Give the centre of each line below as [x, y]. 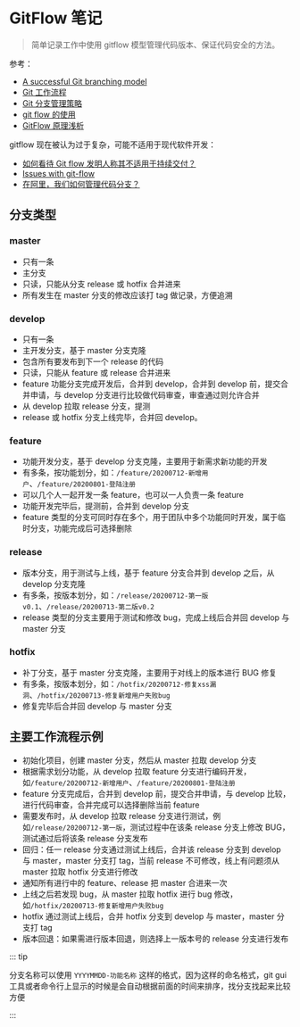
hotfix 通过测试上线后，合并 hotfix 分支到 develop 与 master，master [148, 916]
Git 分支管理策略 [52, 103]
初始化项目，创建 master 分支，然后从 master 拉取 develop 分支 [139, 760]
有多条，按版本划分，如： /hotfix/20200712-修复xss [116, 683]
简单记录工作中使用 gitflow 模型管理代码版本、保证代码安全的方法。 [155, 45]
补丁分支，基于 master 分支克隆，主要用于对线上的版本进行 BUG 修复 [149, 672]
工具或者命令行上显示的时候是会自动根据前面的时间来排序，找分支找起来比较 [150, 986]
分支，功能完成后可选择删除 [81, 528]
